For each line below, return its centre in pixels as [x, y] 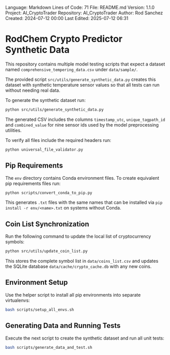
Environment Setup [37, 283]
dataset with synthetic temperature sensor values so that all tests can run [82, 85]
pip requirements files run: [33, 183]
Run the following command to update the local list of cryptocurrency [78, 236]
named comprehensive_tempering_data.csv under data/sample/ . [71, 69]
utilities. [14, 130]
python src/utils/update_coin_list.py [46, 251]
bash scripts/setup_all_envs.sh [40, 309]
